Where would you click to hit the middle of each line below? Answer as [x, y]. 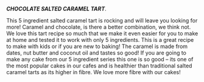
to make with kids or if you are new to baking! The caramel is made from [97, 46]
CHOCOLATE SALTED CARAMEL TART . [56, 9]
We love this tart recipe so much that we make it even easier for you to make [102, 33]
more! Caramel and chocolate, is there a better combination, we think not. [99, 27]
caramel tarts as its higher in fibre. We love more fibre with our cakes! [93, 72]
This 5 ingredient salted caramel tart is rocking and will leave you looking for [102, 20]
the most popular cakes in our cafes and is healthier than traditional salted [99, 66]
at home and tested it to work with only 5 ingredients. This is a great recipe [100, 40]
